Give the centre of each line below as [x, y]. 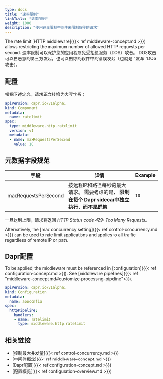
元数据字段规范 [27, 161]
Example [145, 175]
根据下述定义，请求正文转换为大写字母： [45, 94]
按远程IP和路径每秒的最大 [97, 185]
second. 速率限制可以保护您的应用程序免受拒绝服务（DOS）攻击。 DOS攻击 [81, 53]
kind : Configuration [26, 292]
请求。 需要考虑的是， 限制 [99, 192]
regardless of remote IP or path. [37, 240]
